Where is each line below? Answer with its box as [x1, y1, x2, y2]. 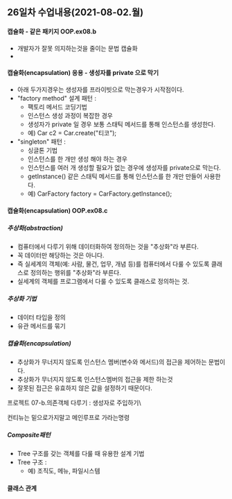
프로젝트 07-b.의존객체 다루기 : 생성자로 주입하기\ [7, 398, 142, 407]
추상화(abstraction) [7, 223, 64, 232]
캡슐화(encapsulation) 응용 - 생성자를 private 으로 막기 [7, 69, 159, 77]
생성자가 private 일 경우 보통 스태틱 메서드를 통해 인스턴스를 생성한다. [27, 120, 216, 128]
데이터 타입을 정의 [17, 313, 66, 321]
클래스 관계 [7, 484, 37, 492]
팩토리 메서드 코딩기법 [27, 103, 88, 111]
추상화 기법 [7, 294, 37, 303]
